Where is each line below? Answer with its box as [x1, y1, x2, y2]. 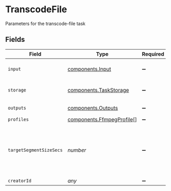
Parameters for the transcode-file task [5, 20, 85, 27]
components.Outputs [67, 104, 118, 111]
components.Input [67, 65, 111, 73]
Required [141, 50, 164, 57]
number [67, 147, 87, 154]
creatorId [8, 178, 32, 183]
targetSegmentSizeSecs [8, 147, 63, 153]
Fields [5, 35, 25, 44]
